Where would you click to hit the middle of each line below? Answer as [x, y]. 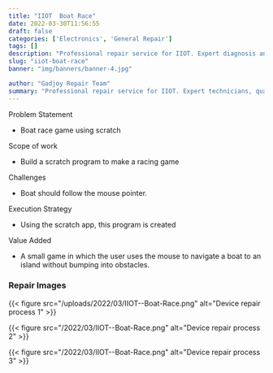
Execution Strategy [40, 209]
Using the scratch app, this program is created [98, 224]
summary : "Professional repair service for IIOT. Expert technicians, [130, 91]
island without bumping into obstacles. [85, 264]
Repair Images [37, 285]
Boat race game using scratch [70, 130]
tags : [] [23, 46]
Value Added [30, 240]
